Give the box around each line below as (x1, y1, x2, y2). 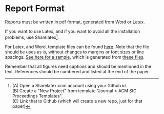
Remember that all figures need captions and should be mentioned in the (5, 64, 152, 69)
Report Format (5, 3, 65, 14)
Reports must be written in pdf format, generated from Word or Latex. (5, 19, 145, 25)
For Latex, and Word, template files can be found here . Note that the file (5, 44, 149, 49)
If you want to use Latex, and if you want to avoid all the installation (5, 28, 140, 34)
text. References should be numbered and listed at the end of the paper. (5, 68, 150, 74)
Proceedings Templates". (12, 93, 63, 98)
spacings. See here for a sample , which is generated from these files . (5, 54, 145, 60)
